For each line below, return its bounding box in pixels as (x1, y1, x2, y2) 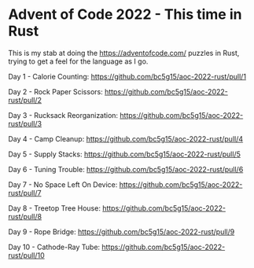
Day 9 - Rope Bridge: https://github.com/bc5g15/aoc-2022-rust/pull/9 (8, 226, 235, 237)
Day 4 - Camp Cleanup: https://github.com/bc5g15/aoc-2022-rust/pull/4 (8, 134, 244, 143)
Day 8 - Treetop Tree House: (8, 203, 101, 213)
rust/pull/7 (8, 188, 42, 197)
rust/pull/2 (8, 95, 42, 105)
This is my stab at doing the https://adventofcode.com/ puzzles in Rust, (8, 48, 240, 57)
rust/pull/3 (8, 119, 42, 128)
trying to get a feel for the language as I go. (8, 57, 149, 66)
